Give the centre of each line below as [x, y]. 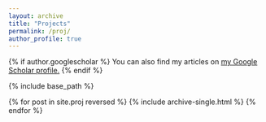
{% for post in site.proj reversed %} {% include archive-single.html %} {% [132, 102]
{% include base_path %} [51, 86]
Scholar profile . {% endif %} [56, 71]
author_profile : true [45, 39]
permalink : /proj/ [39, 31]
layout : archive [36, 16]
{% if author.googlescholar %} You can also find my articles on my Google [133, 62]
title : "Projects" [39, 24]
